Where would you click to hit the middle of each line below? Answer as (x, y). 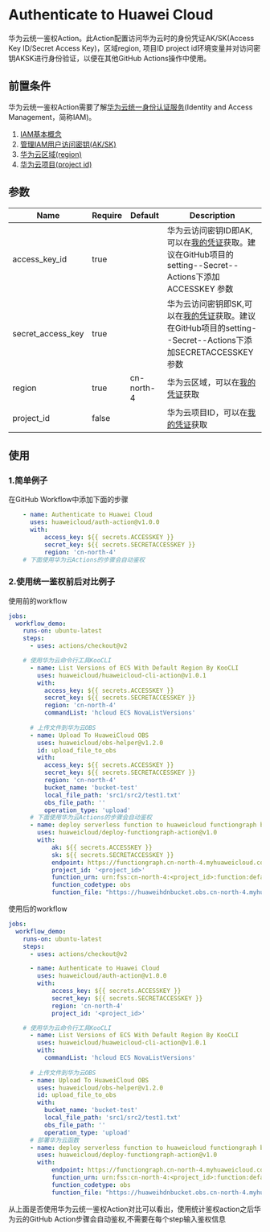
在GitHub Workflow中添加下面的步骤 (68, 500)
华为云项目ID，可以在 (207, 412)
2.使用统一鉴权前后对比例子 (62, 582)
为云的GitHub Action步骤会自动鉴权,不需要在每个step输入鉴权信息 (117, 1219)
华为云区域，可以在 (204, 382)
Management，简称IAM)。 (52, 117)
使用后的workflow (38, 909)
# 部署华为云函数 (54, 1140)
